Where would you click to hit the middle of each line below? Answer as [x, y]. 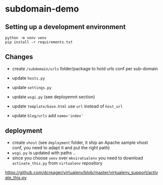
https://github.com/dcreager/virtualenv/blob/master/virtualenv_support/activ [81, 172]
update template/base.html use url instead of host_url [67, 106]
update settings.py [32, 87]
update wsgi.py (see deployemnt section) [54, 97]
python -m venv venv [26, 38]
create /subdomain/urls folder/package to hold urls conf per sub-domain [85, 68]
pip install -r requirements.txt [39, 42]
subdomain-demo [42, 9]
